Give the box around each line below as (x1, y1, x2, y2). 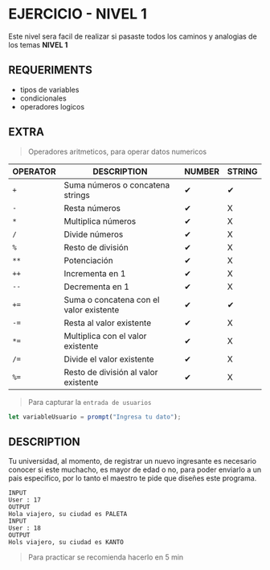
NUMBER (184, 166, 219, 177)
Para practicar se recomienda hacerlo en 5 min (27, 552, 184, 562)
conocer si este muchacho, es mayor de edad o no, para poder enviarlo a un (8, 465, 262, 475)
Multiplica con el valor (63, 330, 147, 341)
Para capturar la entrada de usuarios (27, 397, 152, 407)
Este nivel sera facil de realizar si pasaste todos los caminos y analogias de (8, 31, 257, 41)
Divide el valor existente (63, 353, 154, 365)
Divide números (63, 229, 124, 240)
